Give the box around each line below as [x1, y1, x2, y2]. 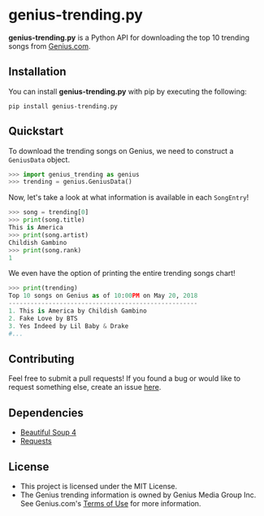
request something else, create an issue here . [8, 383, 162, 392]
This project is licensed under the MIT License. [19, 482, 178, 491]
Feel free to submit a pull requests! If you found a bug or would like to [8, 374, 241, 383]
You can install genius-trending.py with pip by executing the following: [8, 86, 248, 96]
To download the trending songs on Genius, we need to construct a [8, 146, 234, 155]
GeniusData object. [8, 155, 71, 164]
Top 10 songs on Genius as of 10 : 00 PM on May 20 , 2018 [8, 291, 198, 300]
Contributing [8, 352, 75, 365]
